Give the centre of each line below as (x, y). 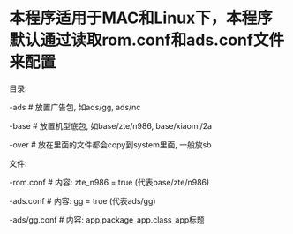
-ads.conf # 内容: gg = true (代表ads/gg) (83, 200)
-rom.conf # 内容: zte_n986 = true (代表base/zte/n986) (109, 182)
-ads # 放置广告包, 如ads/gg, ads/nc (75, 107)
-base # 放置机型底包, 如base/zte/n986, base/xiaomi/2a (111, 125)
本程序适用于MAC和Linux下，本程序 (141, 18)
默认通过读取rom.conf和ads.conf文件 (147, 40)
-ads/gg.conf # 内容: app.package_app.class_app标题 (107, 219)
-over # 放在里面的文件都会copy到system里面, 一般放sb (110, 144)
